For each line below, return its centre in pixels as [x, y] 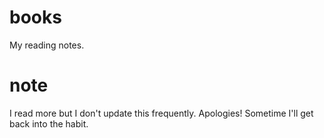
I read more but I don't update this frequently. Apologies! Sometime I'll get [161, 113]
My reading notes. [47, 45]
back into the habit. [49, 123]
